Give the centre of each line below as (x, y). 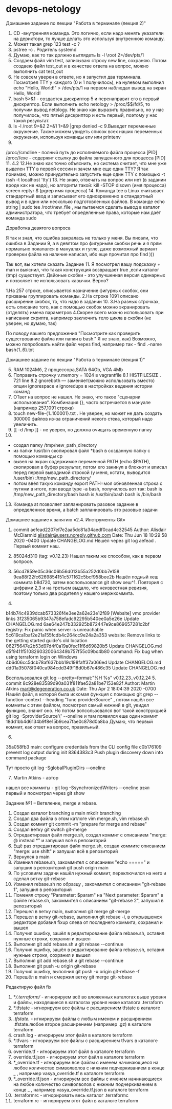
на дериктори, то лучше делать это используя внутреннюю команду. (89, 39)
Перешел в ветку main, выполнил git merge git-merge (71, 911)
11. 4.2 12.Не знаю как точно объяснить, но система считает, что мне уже (86, 163)
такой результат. (31, 120)
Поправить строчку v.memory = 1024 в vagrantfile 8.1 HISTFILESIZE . (87, 375)
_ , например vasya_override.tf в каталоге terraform (69, 1073)
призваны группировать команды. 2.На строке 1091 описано (72, 296)
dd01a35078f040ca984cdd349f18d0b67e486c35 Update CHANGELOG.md (85, 668)
